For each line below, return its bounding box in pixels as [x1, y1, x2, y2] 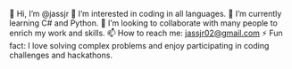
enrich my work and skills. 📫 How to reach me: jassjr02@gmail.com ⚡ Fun [9, 27, 283, 38]
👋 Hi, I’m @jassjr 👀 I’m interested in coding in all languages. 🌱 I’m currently [9, 9, 282, 19]
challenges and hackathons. [9, 50, 113, 60]
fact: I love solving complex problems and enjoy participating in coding [9, 41, 270, 50]
